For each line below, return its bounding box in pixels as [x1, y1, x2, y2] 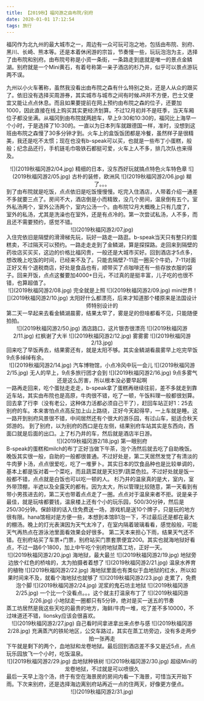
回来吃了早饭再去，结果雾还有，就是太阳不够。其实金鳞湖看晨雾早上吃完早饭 [6, 346, 198, 354]
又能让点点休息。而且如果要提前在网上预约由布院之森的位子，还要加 [11, 99, 182, 106]
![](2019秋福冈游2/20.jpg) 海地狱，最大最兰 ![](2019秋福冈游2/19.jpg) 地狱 [7, 552, 191, 559]
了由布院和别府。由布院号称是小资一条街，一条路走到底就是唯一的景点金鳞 [6, 56, 192, 63]
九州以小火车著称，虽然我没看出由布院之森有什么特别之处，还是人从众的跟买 [6, 84, 198, 91]
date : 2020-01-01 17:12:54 [6, 16, 75, 22]
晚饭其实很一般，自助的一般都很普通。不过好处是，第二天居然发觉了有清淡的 [6, 453, 198, 460]
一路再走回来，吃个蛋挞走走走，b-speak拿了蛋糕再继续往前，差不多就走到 [6, 385, 192, 392]
